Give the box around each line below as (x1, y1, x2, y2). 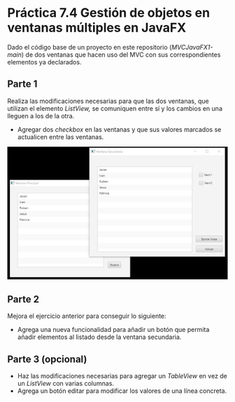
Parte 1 (7, 78, 38, 90)
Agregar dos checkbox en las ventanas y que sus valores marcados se (17, 125, 222, 134)
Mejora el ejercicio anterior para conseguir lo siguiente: (7, 312, 166, 320)
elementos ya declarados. (7, 57, 82, 66)
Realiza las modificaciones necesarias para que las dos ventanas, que (7, 97, 209, 105)
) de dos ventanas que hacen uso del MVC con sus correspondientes (21, 50, 221, 59)
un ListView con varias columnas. (17, 380, 114, 388)
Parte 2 (7, 293, 40, 305)
